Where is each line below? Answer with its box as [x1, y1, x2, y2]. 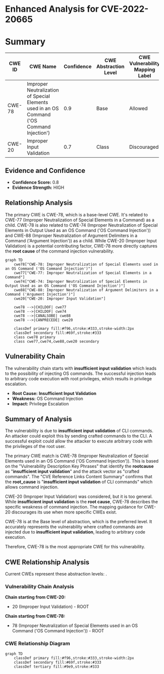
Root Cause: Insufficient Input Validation [12, 390, 97, 396]
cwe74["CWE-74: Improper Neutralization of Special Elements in [14, 279, 147, 284]
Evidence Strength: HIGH [12, 185, 64, 190]
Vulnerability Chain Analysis [5, 583, 74, 590]
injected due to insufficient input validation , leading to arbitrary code [5, 529, 145, 535]
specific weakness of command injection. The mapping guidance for [5, 504, 143, 510]
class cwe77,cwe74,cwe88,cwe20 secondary [14, 339, 99, 344]
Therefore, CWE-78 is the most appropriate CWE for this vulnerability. [5, 544, 145, 550]
